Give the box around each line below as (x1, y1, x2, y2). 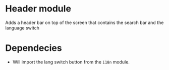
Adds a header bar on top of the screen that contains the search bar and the (5, 19, 164, 25)
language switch (5, 24, 39, 30)
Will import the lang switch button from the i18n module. (12, 58, 130, 65)
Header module (5, 3, 72, 14)
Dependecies (5, 42, 62, 54)
